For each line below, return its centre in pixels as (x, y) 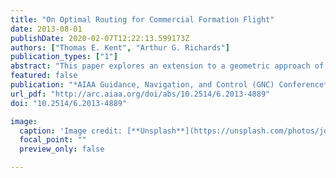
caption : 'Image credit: (71, 131)
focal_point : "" (53, 140)
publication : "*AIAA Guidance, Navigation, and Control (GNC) (142, 85)
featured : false (44, 76)
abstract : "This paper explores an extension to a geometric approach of (167, 66)
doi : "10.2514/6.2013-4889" (69, 103)
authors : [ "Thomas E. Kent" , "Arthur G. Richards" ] (120, 47)
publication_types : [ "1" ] (64, 57)
